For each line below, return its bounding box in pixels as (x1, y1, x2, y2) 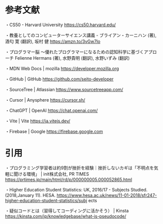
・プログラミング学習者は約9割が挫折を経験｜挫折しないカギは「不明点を (5, 165, 154, 171)
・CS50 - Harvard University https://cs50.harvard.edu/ (5, 22, 116, 28)
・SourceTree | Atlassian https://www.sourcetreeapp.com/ (5, 86, 124, 92)
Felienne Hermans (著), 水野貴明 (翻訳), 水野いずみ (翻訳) (14, 55, 130, 61)
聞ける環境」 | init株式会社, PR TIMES (13, 171, 89, 177)
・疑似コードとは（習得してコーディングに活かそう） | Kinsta (5, 208, 129, 214)
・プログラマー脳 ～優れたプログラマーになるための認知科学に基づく (5, 49, 144, 55)
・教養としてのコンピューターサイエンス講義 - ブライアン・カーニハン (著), (5, 32, 157, 38)
